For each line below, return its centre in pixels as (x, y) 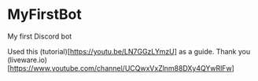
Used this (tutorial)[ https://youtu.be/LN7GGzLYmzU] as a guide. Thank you (129, 51)
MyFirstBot (44, 15)
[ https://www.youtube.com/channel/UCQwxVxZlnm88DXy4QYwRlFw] (121, 68)
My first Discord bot (40, 36)
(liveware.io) (28, 60)
